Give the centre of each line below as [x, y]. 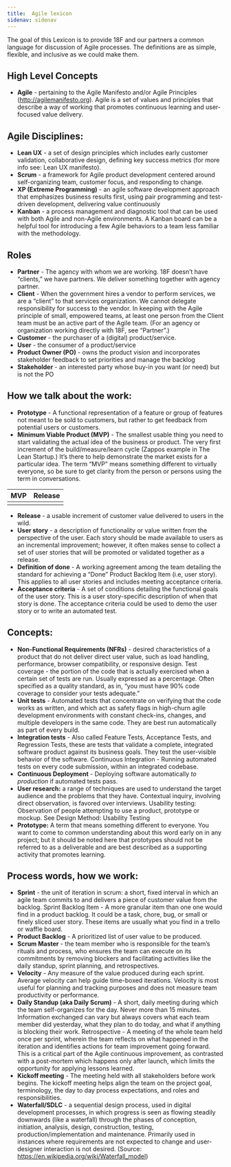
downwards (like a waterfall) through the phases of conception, [107, 1120]
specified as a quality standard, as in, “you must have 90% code [108, 686]
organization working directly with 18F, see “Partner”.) [93, 330]
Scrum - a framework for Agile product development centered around [116, 175]
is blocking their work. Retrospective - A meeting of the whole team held [120, 1032]
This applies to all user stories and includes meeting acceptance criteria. [120, 581]
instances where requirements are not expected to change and [106, 1141]
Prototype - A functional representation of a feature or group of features [120, 412]
